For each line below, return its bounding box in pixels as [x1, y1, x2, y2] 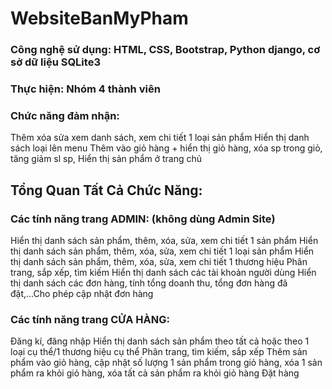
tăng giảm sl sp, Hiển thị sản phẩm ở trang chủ [10, 153, 203, 165]
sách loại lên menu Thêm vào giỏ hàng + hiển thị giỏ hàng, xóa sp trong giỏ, [10, 142, 323, 154]
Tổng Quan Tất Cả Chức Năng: [10, 182, 203, 199]
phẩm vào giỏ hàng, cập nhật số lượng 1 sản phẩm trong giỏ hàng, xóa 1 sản [10, 357, 323, 369]
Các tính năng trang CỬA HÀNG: [10, 312, 170, 326]
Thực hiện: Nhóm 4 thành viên [10, 82, 161, 96]
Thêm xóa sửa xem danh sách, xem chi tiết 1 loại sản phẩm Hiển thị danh [10, 132, 310, 144]
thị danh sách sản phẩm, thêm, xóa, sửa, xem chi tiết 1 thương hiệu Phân [10, 256, 308, 268]
